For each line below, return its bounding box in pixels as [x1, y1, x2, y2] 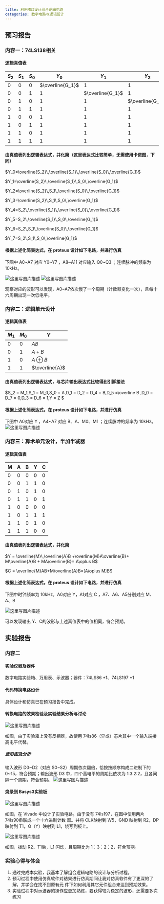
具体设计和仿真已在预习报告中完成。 [5, 699, 78, 704]
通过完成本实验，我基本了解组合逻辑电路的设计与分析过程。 [12, 869, 132, 876]
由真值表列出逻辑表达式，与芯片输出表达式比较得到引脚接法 [5, 379, 125, 384]
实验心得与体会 [5, 857, 41, 864]
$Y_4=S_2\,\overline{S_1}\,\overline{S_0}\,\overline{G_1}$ [5, 207, 120, 213]
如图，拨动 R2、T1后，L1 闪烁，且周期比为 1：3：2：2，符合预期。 [5, 844, 139, 850]
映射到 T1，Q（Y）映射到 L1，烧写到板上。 [5, 823, 91, 829]
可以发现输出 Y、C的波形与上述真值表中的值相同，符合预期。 [5, 618, 128, 624]
